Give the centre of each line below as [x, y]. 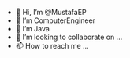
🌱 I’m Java [32, 29]
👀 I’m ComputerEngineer [56, 20]
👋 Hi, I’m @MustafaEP [51, 12]
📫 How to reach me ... [52, 46]
